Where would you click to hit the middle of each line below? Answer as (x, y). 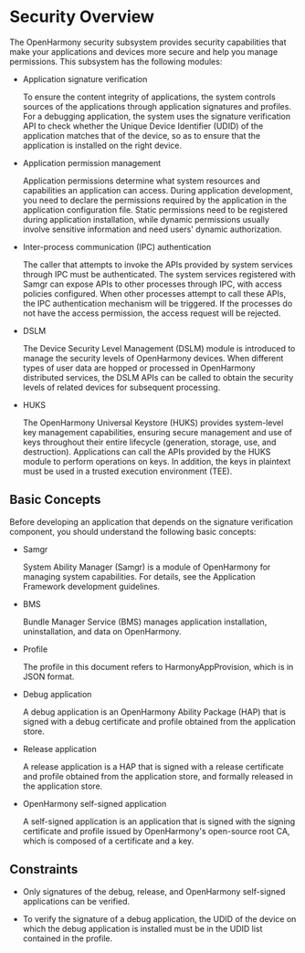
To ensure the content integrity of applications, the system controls (149, 97)
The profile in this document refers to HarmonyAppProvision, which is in (158, 666)
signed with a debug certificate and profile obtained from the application (159, 721)
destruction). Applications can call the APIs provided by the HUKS (147, 451)
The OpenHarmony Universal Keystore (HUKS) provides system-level (153, 423)
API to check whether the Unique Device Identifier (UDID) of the (143, 126)
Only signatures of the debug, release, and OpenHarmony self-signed (154, 891)
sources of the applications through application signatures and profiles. (157, 106)
